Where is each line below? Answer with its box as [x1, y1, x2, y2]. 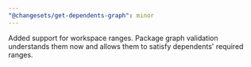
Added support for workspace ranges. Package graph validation [8, 33, 218, 43]
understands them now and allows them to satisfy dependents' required [8, 41, 244, 51]
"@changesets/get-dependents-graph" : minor [8, 11, 155, 20]
